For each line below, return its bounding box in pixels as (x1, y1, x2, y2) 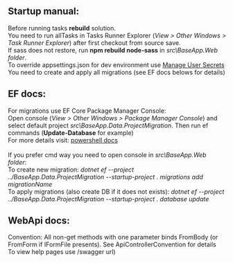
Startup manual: (8, 6, 80, 17)
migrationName (8, 180, 53, 188)
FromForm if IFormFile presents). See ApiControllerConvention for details (8, 240, 217, 248)
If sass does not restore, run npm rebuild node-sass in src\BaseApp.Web (8, 46, 218, 54)
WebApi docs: (8, 215, 70, 227)
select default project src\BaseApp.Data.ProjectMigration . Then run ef (8, 121, 209, 129)
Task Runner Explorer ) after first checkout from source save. (8, 38, 181, 47)
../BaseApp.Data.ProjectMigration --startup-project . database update (8, 194, 209, 203)
